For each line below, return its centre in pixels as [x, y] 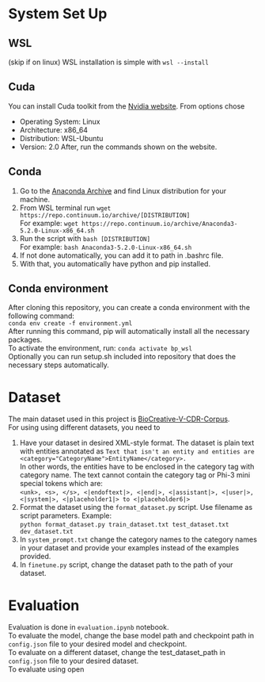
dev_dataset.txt [46, 532]
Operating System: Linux [60, 121]
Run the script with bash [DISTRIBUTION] [85, 238]
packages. [25, 340]
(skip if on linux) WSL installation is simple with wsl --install [109, 62]
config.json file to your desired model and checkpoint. [98, 644]
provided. [35, 557]
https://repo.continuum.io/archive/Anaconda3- [160, 224]
